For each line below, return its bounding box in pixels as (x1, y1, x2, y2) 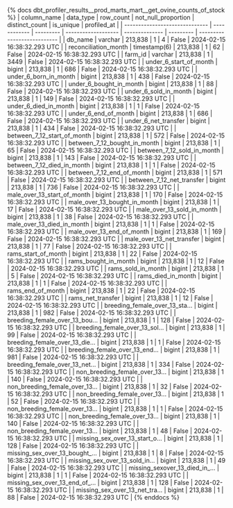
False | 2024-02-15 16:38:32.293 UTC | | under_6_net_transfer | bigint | (7, 117, 210, 124)
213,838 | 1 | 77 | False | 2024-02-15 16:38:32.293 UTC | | (7, 243, 172, 250)
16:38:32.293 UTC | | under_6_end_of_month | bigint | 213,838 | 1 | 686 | (7, 109, 213, 117)
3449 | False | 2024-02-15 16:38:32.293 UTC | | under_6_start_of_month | (7, 58, 218, 65)
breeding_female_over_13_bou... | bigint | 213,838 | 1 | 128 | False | (7, 316, 196, 324)
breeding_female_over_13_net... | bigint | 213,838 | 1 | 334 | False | (7, 361, 195, 368)
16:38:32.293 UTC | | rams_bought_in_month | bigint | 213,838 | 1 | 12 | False (7, 257, 225, 265)
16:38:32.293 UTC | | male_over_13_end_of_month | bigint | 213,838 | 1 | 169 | (7, 227, 226, 236)
